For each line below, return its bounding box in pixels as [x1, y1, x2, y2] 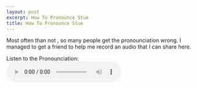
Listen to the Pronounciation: [6, 55, 79, 63]
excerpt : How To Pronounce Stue [6, 15, 89, 21]
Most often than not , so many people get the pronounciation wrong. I [6, 37, 182, 44]
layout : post [6, 8, 40, 15]
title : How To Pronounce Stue [6, 20, 84, 26]
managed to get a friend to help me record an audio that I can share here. [6, 43, 191, 50]
